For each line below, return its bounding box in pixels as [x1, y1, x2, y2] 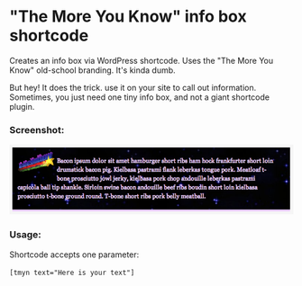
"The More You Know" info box [9, 6, 247, 27]
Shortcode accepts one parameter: [9, 249, 140, 260]
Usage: [9, 228, 42, 241]
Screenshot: [9, 123, 65, 136]
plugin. [9, 101, 35, 112]
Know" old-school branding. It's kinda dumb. [9, 65, 176, 76]
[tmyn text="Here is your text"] [9, 268, 135, 277]
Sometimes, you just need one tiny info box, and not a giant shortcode [9, 92, 270, 103]
